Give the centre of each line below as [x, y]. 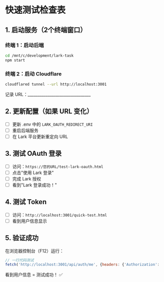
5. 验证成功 [22, 238]
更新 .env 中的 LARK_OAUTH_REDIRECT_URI [52, 124]
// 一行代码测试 [19, 260]
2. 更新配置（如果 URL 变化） [49, 111]
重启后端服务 [25, 130]
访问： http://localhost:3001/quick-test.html [60, 214]
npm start [15, 60]
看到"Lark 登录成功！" [34, 185]
